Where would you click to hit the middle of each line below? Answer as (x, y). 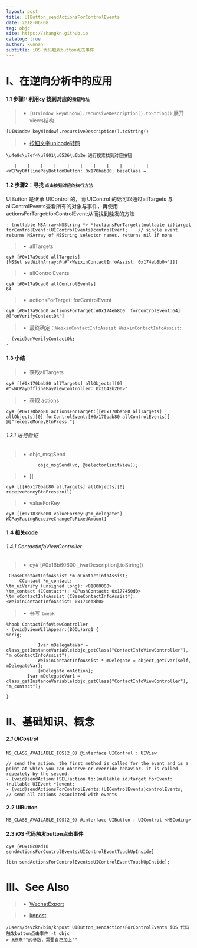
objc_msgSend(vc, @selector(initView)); (88, 465)
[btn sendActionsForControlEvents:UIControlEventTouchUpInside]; (88, 862)
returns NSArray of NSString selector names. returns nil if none (89, 236)
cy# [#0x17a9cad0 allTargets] (43, 257)
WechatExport (47, 904)
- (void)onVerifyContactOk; (41, 339)
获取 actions (44, 400)
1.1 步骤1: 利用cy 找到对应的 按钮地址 (48, 99)
